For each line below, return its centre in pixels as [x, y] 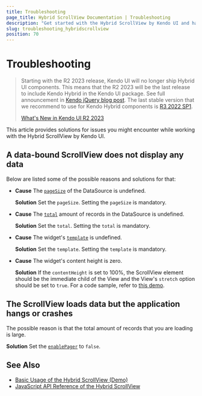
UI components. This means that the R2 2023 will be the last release [106, 87]
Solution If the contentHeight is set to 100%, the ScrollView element [99, 272]
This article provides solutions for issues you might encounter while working [101, 130]
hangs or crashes [40, 314]
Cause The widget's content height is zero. [68, 260]
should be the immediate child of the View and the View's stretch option [105, 278]
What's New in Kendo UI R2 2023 [62, 118]
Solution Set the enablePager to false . [54, 346]
